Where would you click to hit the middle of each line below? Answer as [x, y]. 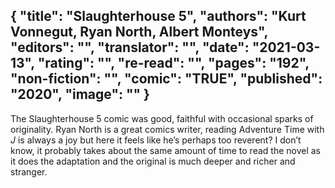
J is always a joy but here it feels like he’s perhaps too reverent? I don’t [156, 140]
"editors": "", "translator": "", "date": [130, 47]
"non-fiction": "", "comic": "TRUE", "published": [166, 79]
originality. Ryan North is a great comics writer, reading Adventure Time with [167, 129]
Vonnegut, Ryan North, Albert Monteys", [139, 32]
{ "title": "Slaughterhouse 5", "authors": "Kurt [158, 16]
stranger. [29, 171]
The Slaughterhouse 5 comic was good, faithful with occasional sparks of [162, 118]
